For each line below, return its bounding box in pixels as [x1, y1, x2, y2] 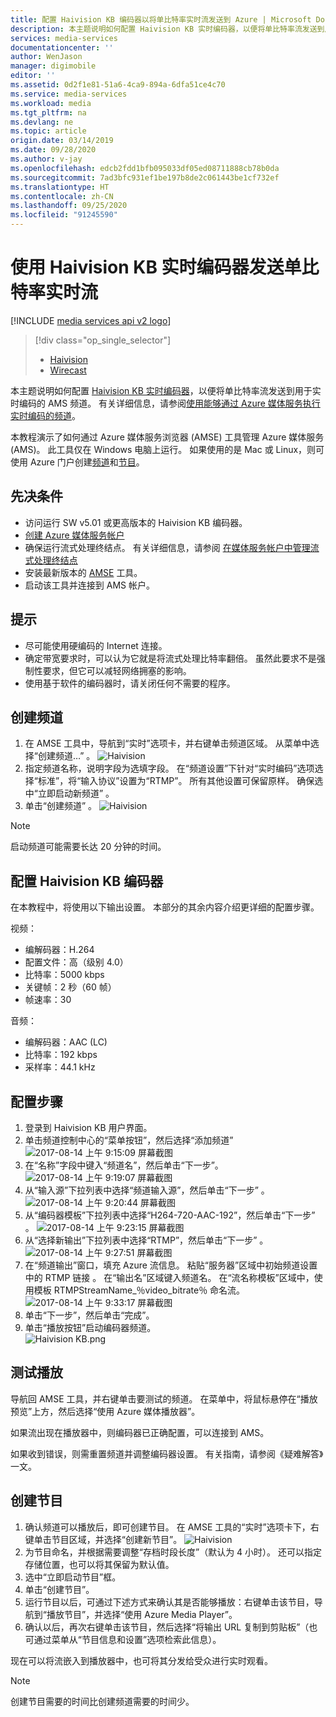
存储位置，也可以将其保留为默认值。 [24, 1558, 175, 1570]
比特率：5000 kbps [24, 969, 105, 981]
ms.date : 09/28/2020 [10, 145, 97, 155]
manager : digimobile [10, 61, 97, 71]
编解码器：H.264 [24, 944, 95, 956]
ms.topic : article [10, 126, 87, 136]
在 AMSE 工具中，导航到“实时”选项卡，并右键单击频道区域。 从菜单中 [24, 737, 311, 750]
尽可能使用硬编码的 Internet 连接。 [24, 639, 168, 651]
